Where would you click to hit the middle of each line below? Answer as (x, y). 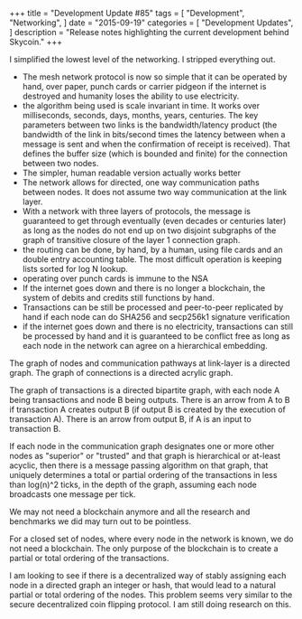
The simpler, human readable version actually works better (132, 173)
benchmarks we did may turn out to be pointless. (101, 521)
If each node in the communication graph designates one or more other (142, 446)
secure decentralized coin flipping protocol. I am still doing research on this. (150, 604)
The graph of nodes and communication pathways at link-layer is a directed (150, 363)
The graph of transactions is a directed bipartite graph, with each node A (145, 390)
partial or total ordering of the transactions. (89, 558)
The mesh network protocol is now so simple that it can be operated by (155, 77)
